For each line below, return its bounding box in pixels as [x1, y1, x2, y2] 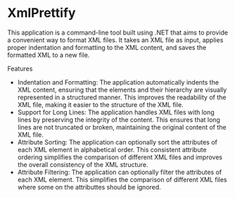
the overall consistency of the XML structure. [17, 160, 148, 168]
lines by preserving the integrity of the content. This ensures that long [17, 115, 220, 124]
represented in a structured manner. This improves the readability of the [17, 93, 227, 101]
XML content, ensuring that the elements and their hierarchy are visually [17, 85, 227, 94]
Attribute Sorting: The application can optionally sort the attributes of [17, 137, 218, 146]
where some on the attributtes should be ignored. [17, 182, 162, 191]
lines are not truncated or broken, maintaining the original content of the [17, 123, 227, 131]
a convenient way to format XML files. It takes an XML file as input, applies [7, 35, 224, 44]
